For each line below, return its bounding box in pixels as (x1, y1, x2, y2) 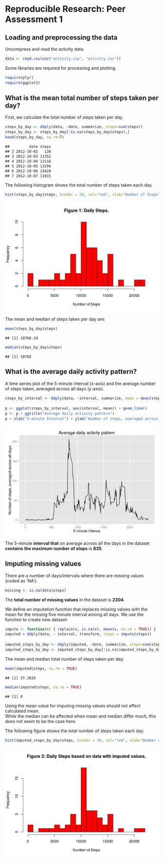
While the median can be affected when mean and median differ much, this (5, 713, 156, 719)
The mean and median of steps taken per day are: (5, 316, 105, 322)
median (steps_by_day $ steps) (5, 344, 62, 350)
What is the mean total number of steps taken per (5, 94, 159, 102)
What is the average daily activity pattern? (5, 367, 137, 376)
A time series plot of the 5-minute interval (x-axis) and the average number (5, 380, 156, 387)
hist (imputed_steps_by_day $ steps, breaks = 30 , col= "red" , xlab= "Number (5, 738, 156, 743)
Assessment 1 (5, 14, 63, 25)
